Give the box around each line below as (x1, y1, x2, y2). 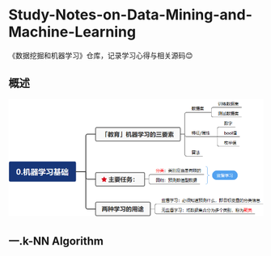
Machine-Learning (8, 23, 136, 41)
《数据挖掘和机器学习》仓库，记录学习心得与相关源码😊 (8, 50, 193, 60)
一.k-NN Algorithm (8, 234, 104, 248)
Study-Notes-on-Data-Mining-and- (8, 6, 253, 24)
